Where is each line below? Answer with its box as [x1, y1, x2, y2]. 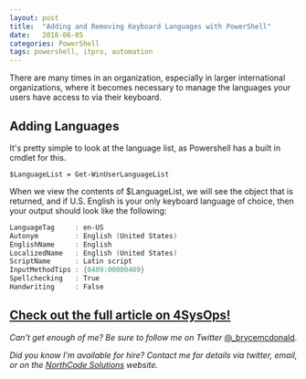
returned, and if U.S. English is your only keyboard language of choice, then [9, 195, 295, 206]
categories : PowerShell [9, 38, 100, 48]
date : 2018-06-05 [9, 30, 84, 39]
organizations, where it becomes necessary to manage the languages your [9, 82, 291, 93]
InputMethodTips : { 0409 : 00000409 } [9, 266, 145, 275]
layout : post [9, 13, 59, 23]
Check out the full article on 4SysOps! [9, 308, 231, 323]
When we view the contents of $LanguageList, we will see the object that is [9, 185, 294, 196]
